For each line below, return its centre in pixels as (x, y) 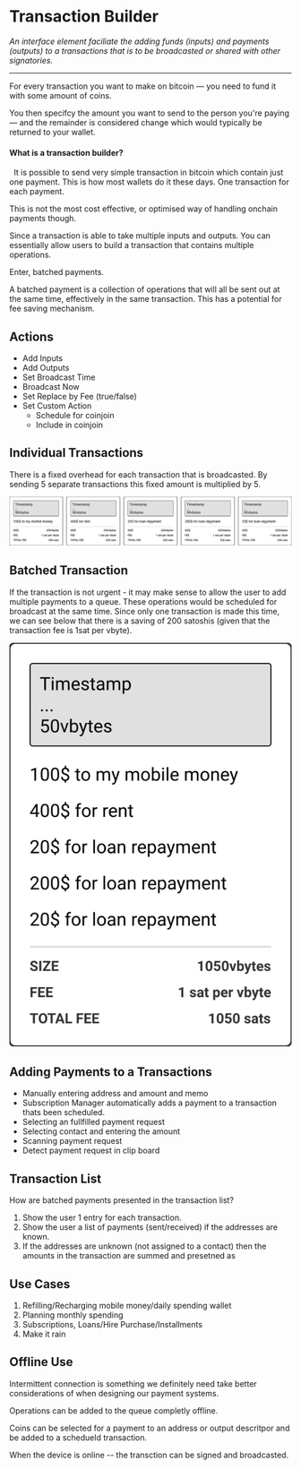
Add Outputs (46, 367)
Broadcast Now (51, 386)
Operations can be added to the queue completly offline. (114, 1410)
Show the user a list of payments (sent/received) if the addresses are (150, 1227)
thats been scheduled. (64, 1112)
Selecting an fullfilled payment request (94, 1122)
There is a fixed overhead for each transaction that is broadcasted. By (138, 474)
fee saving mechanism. (52, 309)
